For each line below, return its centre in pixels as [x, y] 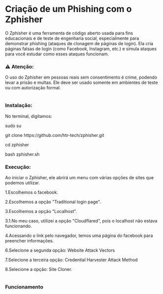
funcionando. [18, 226]
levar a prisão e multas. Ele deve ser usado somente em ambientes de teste [81, 82]
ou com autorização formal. [33, 88]
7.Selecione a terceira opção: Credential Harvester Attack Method [71, 260]
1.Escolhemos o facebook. [32, 192]
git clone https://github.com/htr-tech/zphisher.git [55, 135]
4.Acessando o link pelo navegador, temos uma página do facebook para [79, 236]
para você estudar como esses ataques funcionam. [57, 54]
